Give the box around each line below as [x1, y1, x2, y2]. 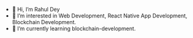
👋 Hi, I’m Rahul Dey [12, 6, 60, 13]
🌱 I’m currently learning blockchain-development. [12, 25, 136, 32]
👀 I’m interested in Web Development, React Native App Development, [12, 12, 188, 19]
